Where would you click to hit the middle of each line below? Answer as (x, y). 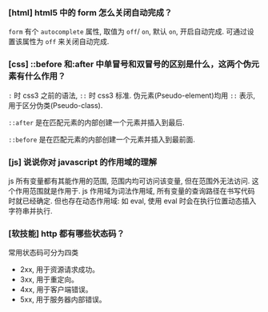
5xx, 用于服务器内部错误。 (63, 300)
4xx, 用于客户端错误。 (56, 290)
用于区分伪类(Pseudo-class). (56, 105)
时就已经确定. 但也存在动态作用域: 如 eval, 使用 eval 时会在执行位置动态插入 (132, 201)
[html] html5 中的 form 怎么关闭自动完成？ (90, 12)
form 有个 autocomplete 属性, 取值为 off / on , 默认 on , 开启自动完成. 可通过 (128, 32)
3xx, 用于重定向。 (49, 280)
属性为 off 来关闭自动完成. (66, 42)
